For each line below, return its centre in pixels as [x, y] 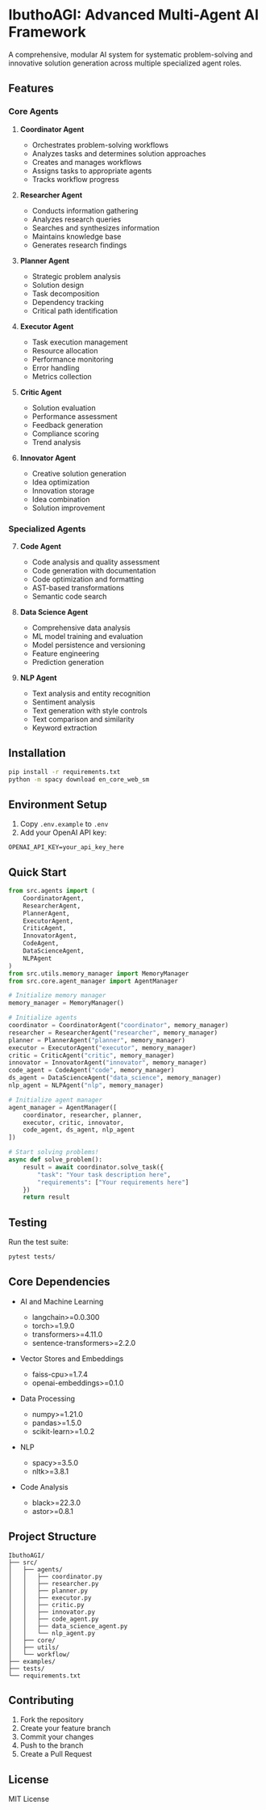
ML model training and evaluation [87, 636]
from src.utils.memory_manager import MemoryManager [99, 973]
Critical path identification [75, 311]
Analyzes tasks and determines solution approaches [119, 153]
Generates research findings [79, 245]
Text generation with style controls [89, 710]
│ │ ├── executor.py [50, 1598]
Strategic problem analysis [76, 276]
